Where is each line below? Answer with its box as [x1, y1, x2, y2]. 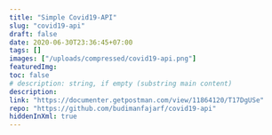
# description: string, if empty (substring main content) [9, 79, 233, 88]
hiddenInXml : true [9, 112, 77, 121]
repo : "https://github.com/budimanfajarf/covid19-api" [9, 104, 217, 113]
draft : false [9, 29, 58, 38]
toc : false [9, 71, 50, 80]
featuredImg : [9, 63, 58, 72]
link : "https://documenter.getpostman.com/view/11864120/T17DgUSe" [9, 95, 265, 105]
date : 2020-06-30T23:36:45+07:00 [9, 37, 133, 47]
